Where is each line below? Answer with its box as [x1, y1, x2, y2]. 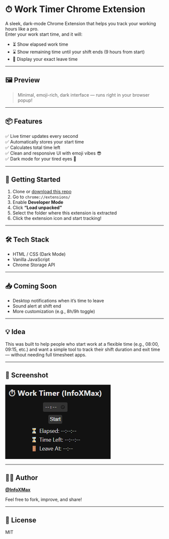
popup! [17, 97, 33, 103]
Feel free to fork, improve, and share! [5, 497, 82, 503]
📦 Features [5, 117, 43, 126]
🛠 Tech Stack [5, 235, 49, 244]
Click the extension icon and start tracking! [12, 215, 102, 221]
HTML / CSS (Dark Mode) [12, 251, 66, 257]
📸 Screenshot [5, 371, 49, 379]
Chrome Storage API [12, 262, 55, 268]
